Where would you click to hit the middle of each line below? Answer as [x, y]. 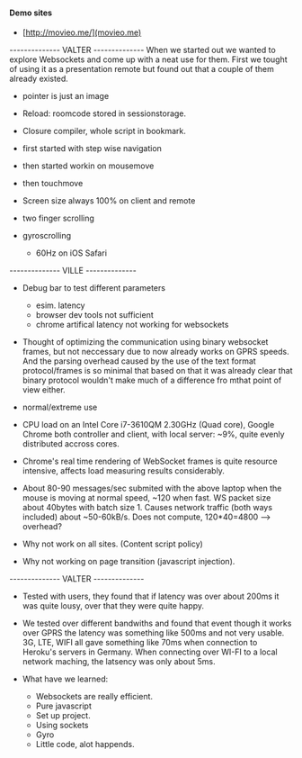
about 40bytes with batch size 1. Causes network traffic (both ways [147, 508]
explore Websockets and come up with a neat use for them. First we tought [148, 59]
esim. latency [60, 305]
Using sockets [62, 726]
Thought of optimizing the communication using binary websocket [145, 342]
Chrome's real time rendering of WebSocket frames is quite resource [150, 461]
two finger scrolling [58, 218]
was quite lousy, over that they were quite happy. [113, 606]
